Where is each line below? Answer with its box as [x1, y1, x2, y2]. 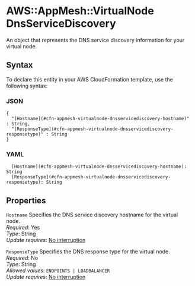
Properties [6, 195, 46, 206]
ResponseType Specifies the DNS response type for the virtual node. [6, 248, 170, 255]
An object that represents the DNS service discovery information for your [6, 36, 185, 43]
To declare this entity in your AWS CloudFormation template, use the [6, 76, 173, 83]
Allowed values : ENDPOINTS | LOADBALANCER [6, 267, 110, 274]
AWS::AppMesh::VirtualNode [6, 4, 154, 18]
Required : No [6, 254, 39, 262]
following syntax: [6, 82, 48, 89]
